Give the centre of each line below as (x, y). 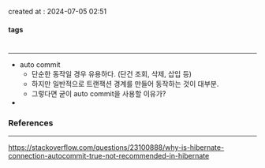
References (31, 123)
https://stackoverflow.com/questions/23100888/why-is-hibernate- (116, 147)
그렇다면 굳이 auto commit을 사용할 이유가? (99, 93)
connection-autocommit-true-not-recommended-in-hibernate (109, 156)
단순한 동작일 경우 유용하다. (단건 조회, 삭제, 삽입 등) (111, 73)
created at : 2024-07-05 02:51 (58, 11)
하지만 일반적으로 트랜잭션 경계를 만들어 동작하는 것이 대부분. (125, 84)
